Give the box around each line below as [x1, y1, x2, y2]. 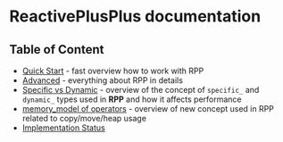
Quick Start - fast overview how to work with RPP [21, 65, 204, 76]
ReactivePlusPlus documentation [9, 6, 262, 27]
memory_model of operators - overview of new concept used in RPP [21, 104, 275, 113]
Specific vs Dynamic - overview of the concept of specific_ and [21, 85, 260, 95]
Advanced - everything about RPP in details [21, 75, 183, 86]
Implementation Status [21, 122, 105, 133]
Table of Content [9, 42, 104, 57]
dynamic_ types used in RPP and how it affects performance [21, 94, 243, 104]
